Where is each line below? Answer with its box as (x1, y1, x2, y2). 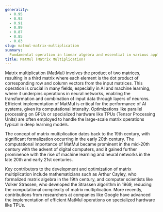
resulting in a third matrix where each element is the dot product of (5, 75, 139, 81)
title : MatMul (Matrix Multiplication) (5, 57, 86, 62)
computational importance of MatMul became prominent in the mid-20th (5, 141, 150, 147)
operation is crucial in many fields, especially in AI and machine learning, (5, 85, 150, 91)
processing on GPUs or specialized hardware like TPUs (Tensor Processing (5, 111, 156, 117)
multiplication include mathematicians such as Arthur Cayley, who (5, 171, 137, 177)
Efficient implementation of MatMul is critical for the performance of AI (5, 101, 147, 107)
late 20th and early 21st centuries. (5, 157, 73, 163)
